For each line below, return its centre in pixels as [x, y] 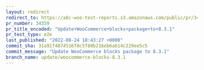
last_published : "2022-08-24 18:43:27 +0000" [64, 40]
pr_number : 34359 [28, 23]
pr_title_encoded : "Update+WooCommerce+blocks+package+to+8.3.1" [90, 29]
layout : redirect [28, 12]
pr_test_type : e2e [29, 35]
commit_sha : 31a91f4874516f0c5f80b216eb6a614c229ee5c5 [77, 46]
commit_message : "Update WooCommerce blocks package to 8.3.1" [88, 52]
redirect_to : [22, 18]
